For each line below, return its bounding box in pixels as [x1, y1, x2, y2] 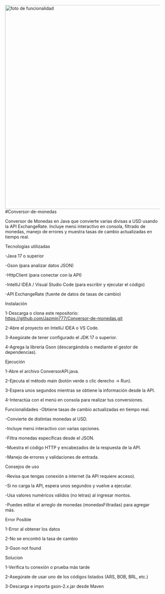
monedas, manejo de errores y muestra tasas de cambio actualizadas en [5, 229, 152, 234]
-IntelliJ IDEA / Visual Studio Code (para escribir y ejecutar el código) [5, 281, 145, 287]
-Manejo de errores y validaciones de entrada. [5, 454, 99, 460]
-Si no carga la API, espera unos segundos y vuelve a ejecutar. [5, 483, 132, 489]
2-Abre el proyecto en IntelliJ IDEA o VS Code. [5, 325, 99, 331]
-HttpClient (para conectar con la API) [5, 272, 82, 278]
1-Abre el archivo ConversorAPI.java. [5, 369, 80, 374]
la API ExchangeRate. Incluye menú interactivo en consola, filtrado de [5, 223, 146, 229]
